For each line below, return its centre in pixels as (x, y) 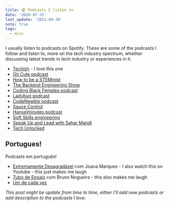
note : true (17, 24)
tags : (11, 29)
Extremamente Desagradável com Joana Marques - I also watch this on (88, 166)
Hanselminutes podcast (37, 112)
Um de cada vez (30, 182)
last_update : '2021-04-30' (34, 19)
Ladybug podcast (31, 96)
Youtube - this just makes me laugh (50, 171)
